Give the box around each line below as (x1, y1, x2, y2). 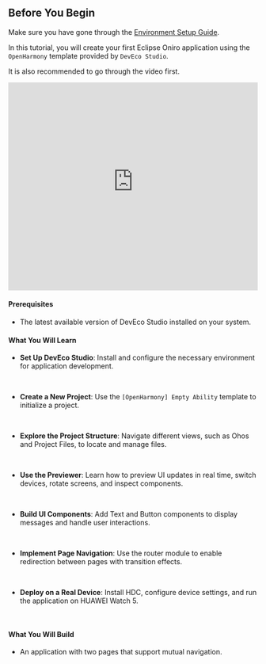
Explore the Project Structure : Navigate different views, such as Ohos (19, 431, 249, 441)
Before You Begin (8, 6, 96, 20)
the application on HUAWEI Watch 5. (19, 596, 139, 605)
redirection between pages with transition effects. (19, 557, 183, 567)
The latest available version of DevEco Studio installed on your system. (19, 317, 252, 327)
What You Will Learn (8, 335, 77, 345)
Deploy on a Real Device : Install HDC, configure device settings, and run (19, 588, 257, 597)
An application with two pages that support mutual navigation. (19, 647, 222, 657)
